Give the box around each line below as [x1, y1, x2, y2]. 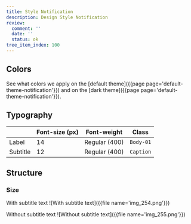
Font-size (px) [36, 128, 79, 136]
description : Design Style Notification [6, 14, 109, 20]
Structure [6, 168, 43, 178]
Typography [6, 110, 53, 120]
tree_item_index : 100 [6, 42, 60, 48]
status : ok [11, 36, 39, 42]
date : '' [11, 31, 33, 37]
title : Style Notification [6, 8, 73, 15]
